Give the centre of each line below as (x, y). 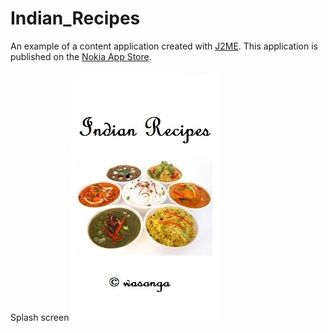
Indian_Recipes (75, 18)
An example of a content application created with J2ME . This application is (164, 46)
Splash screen (40, 317)
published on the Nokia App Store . (81, 56)
